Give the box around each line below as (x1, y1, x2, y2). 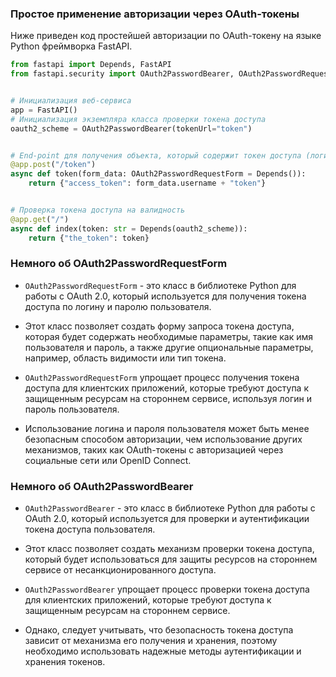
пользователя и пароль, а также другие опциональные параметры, (24, 341, 314, 353)
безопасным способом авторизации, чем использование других (24, 433, 303, 445)
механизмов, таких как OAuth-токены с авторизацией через (24, 443, 284, 456)
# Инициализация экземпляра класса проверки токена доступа (10, 114, 267, 124)
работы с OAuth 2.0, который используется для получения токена (24, 290, 307, 302)
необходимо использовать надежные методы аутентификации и (24, 645, 302, 657)
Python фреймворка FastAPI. (10, 40, 133, 52)
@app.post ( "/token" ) (10, 160, 97, 170)
